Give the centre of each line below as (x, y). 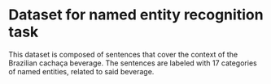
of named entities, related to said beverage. (81, 71)
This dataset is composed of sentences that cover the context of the (123, 54)
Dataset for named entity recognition (136, 15)
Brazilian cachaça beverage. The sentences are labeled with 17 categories (133, 63)
